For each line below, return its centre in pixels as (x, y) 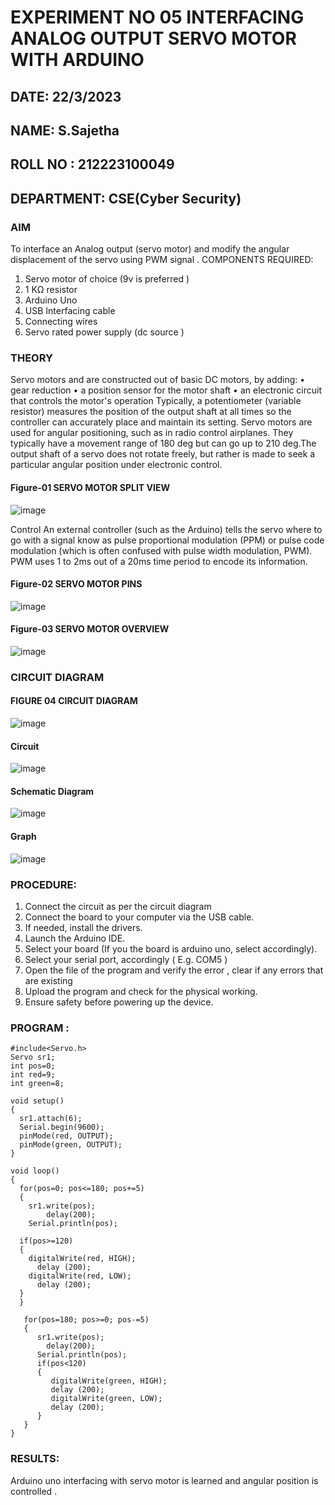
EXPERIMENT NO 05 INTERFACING (157, 17)
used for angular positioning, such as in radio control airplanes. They (152, 433)
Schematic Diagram (52, 791)
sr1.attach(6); (51, 1119)
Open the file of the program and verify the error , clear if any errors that (174, 970)
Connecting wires (61, 322)
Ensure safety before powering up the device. (119, 1002)
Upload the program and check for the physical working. (141, 991)
